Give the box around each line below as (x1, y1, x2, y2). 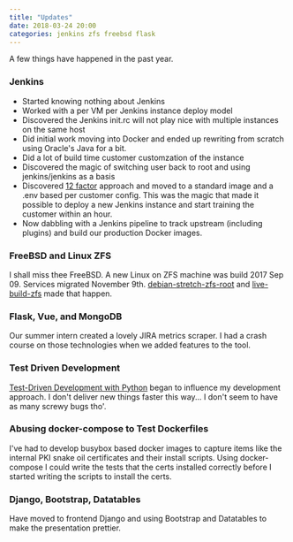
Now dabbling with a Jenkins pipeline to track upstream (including (21, 218, 263, 228)
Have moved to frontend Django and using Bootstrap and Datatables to (9, 514, 267, 524)
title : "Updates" (9, 12, 73, 22)
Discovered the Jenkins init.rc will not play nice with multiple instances (21, 114, 280, 125)
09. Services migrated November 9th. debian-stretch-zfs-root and (9, 279, 251, 289)
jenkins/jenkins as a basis (21, 171, 116, 181)
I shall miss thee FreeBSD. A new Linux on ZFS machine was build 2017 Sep (9, 269, 284, 279)
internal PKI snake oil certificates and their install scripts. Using (9, 452, 238, 462)
